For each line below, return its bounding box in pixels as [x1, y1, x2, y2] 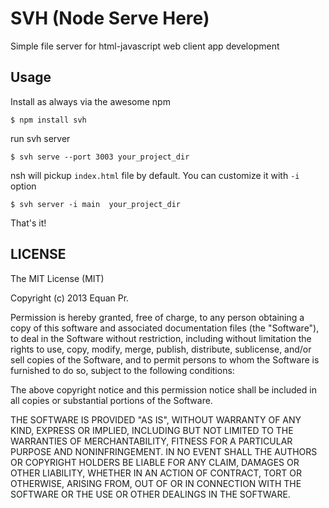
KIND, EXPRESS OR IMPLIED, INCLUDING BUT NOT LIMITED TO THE [10, 424, 294, 436]
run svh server [10, 132, 71, 144]
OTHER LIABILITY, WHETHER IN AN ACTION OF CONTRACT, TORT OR [10, 467, 302, 479]
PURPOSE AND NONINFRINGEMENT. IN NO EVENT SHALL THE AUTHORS [10, 445, 318, 457]
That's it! [10, 217, 47, 229]
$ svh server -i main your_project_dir [10, 199, 182, 209]
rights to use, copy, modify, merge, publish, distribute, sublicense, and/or [10, 343, 312, 355]
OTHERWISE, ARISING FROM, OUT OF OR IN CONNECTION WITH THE [10, 477, 302, 489]
